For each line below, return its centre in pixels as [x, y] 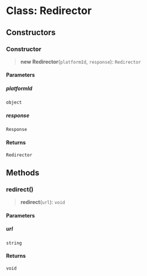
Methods [23, 173]
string [14, 243]
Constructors [31, 32]
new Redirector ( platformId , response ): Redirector [80, 61]
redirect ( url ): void [43, 202]
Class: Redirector [49, 11]
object [14, 103]
